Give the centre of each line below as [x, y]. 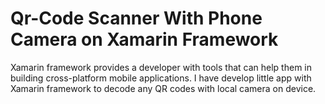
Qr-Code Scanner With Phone [136, 18]
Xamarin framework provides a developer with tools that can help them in [161, 67]
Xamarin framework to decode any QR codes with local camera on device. [163, 88]
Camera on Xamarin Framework [144, 39]
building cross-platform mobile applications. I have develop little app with [161, 78]
